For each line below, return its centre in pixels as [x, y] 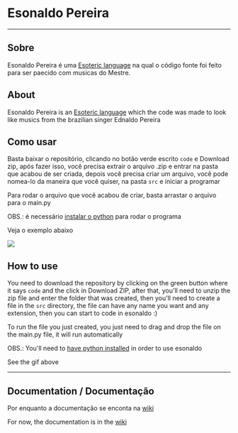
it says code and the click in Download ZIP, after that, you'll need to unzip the [119, 291]
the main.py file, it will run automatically [65, 334]
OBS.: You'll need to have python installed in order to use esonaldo [105, 349]
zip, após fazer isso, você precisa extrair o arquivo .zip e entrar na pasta [113, 166]
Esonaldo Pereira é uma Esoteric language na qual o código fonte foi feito [114, 65]
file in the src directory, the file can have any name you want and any [108, 306]
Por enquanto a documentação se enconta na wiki [81, 408]
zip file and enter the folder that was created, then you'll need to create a [114, 298]
